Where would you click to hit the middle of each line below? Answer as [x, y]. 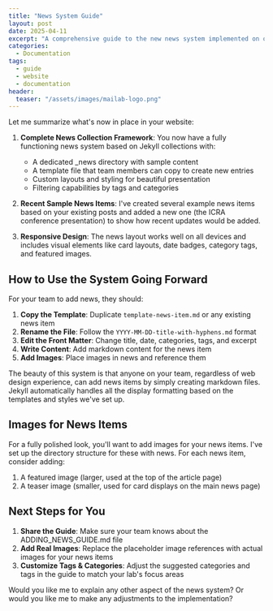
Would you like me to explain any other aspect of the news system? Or [126, 590]
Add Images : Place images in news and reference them [113, 358]
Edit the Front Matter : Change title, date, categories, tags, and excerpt [139, 341]
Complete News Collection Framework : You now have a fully [123, 138]
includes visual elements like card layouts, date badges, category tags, [139, 245]
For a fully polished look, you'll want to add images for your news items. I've [135, 444]
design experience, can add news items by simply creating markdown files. [134, 382]
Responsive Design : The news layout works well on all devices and [133, 237]
